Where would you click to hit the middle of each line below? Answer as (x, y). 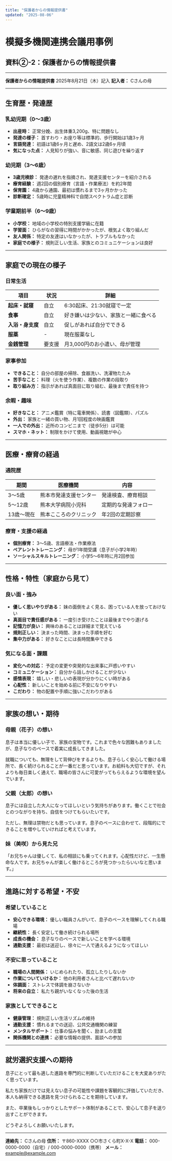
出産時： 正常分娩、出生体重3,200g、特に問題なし (66, 131)
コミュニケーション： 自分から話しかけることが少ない (69, 672)
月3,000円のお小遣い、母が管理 (102, 344)
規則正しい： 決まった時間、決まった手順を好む (62, 632)
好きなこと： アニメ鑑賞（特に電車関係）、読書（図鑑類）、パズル (81, 413)
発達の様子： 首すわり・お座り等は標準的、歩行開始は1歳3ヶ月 (79, 138)
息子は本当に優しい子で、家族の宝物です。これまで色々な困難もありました (84, 742)
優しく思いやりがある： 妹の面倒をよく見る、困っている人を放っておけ (87, 607)
